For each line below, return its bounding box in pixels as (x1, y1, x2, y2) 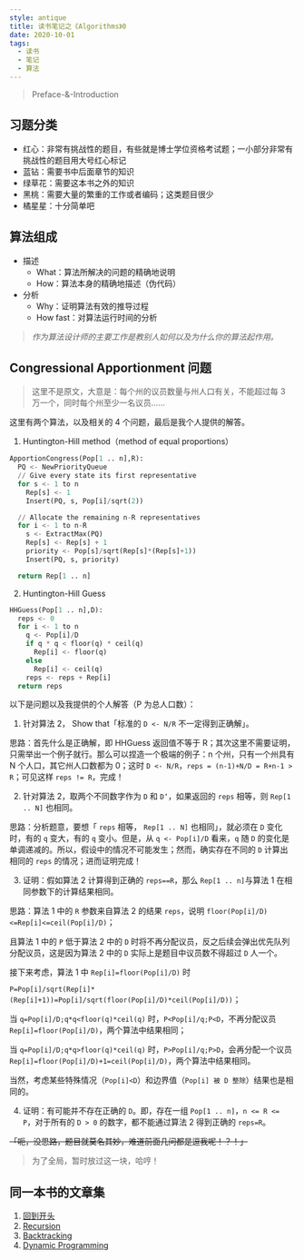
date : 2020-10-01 (9, 30, 75, 39)
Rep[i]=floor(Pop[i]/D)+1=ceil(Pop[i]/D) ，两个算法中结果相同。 (9, 1056, 256, 1067)
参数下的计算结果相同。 (30, 887, 119, 898)
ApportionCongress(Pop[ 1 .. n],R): (9, 454, 144, 463)
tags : (9, 38, 30, 48)
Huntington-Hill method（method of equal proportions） (22, 436, 234, 447)
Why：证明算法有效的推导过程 (35, 301, 150, 312)
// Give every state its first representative (17, 471, 197, 481)
